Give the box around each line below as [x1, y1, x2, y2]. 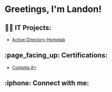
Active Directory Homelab [11, 36, 65, 42]
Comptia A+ [11, 64, 37, 70]
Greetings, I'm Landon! [4, 3, 102, 15]
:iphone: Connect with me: [4, 79, 89, 87]
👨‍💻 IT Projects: [4, 23, 51, 32]
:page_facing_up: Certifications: [4, 51, 108, 59]
